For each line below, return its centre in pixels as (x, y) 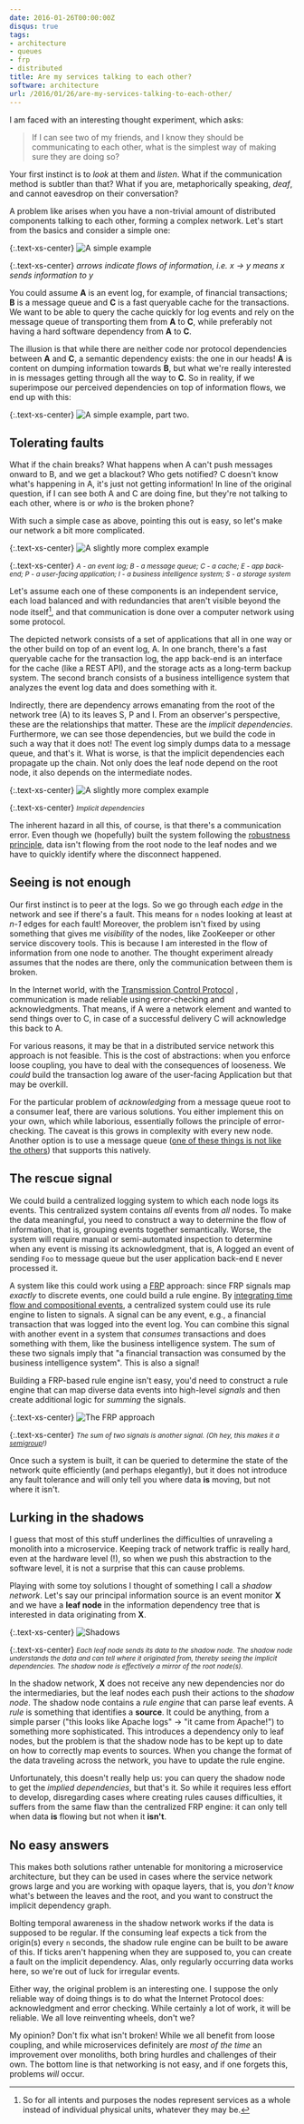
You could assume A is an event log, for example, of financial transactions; (148, 292)
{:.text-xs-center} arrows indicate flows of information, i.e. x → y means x (147, 265)
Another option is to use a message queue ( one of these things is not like (146, 1140)
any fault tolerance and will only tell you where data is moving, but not (140, 1479)
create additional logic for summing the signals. (98, 1399)
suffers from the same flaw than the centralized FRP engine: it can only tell (148, 1807)
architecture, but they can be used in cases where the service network (141, 1877)
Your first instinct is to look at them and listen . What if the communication (146, 174)
